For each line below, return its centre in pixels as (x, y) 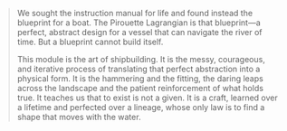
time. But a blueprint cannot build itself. (90, 42)
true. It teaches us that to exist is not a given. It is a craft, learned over (147, 98)
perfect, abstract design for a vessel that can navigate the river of (139, 32)
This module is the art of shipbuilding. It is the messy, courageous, (141, 59)
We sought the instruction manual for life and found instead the (135, 13)
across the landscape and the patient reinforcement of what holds (140, 88)
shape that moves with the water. (79, 117)
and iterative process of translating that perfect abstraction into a (139, 69)
